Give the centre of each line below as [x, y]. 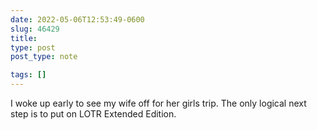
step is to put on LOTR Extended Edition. [93, 114]
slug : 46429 [35, 29]
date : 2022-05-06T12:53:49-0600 [77, 19]
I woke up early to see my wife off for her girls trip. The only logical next [158, 103]
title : [24, 38]
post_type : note [44, 57]
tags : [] [28, 75]
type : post [33, 47]
